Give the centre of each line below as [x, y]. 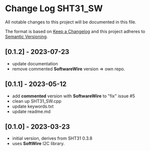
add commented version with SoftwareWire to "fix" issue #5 [74, 96]
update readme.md [31, 111]
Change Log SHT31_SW [54, 9]
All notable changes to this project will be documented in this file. [71, 22]
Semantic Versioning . [26, 37]
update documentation [35, 63]
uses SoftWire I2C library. [38, 144]
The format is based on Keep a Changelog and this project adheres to [75, 31]
